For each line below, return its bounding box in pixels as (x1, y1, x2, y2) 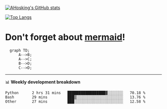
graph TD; (9, 48, 30, 53)
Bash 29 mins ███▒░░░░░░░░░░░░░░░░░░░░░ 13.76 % (5, 95, 146, 100)
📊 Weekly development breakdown (5, 79, 81, 85)
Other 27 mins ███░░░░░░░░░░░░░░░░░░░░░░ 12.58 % (5, 99, 146, 104)
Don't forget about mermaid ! (5, 32, 126, 43)
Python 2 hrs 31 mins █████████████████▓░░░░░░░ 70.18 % (5, 90, 146, 95)
